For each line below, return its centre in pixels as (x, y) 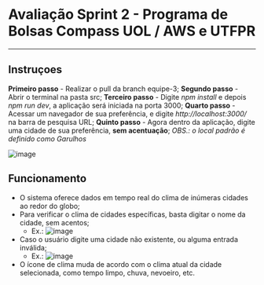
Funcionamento (48, 179)
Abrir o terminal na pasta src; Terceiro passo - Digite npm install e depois (127, 97)
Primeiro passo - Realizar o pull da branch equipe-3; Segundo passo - (123, 89)
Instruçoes (35, 69)
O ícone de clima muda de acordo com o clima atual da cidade (121, 264)
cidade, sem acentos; (54, 222)
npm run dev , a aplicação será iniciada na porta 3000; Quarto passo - (122, 105)
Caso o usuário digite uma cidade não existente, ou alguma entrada (128, 239)
